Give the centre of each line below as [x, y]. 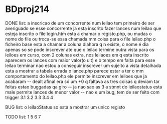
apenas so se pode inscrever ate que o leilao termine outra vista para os [80, 49]
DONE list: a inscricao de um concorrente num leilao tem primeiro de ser [80, 23]
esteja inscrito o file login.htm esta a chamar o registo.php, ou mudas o [78, 33]
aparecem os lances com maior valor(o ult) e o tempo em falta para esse [80, 60]
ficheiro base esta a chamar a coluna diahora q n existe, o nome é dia [77, 44]
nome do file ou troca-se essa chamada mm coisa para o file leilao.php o [80, 39]
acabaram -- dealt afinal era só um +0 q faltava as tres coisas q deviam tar [82, 81]
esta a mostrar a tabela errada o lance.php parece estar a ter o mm [74, 70]
